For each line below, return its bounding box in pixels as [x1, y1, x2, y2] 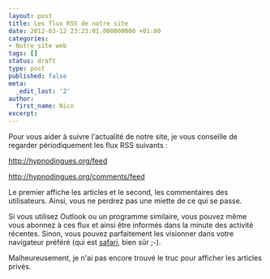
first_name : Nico [15, 102, 75, 110]
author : [8, 95, 35, 103]
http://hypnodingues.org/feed [8, 156, 108, 166]
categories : [8, 34, 49, 43]
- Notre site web [8, 42, 67, 50]
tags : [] [8, 49, 38, 57]
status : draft [8, 57, 57, 66]
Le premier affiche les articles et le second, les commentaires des [8, 188, 229, 197]
